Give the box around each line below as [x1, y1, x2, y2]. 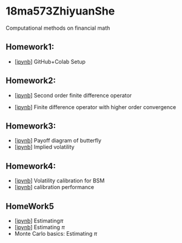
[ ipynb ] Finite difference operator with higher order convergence [14, 103, 177, 110]
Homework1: [5, 42, 55, 52]
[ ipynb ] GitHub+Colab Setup [14, 58, 86, 65]
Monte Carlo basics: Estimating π [14, 230, 98, 237]
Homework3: [5, 121, 56, 131]
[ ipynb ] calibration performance [14, 184, 95, 191]
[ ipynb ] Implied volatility [14, 144, 75, 151]
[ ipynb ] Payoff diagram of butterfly [14, 137, 101, 144]
